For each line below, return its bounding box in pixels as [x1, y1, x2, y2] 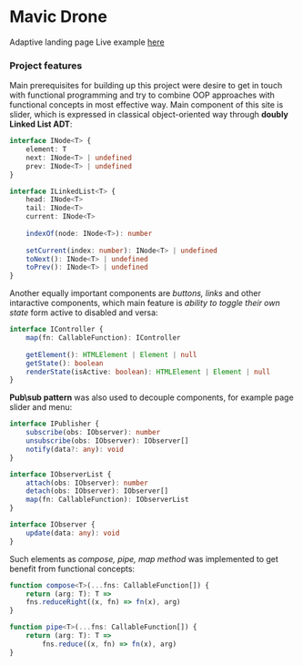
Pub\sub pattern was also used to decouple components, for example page [9, 392, 294, 403]
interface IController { [9, 325, 104, 334]
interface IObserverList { [9, 469, 112, 479]
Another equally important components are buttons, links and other [9, 288, 261, 299]
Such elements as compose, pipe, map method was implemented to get [9, 553, 279, 564]
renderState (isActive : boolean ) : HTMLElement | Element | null [25, 367, 271, 376]
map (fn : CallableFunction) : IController [25, 333, 181, 343]
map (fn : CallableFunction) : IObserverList [25, 495, 189, 505]
